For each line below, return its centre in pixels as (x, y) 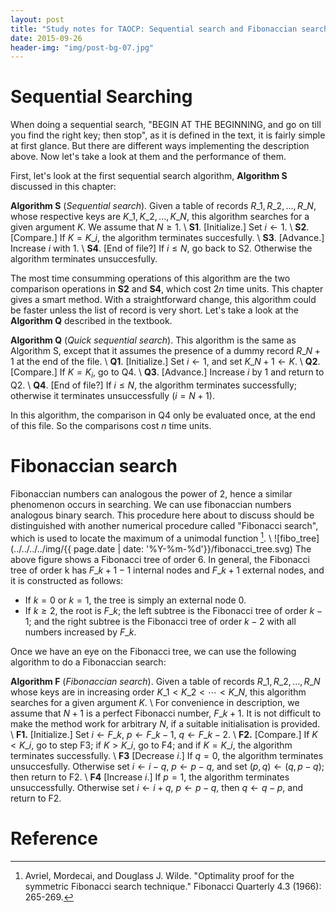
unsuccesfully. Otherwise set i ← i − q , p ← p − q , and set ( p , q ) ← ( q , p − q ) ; (167, 766)
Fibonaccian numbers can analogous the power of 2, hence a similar (151, 493)
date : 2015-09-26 (46, 38)
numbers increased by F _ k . (80, 632)
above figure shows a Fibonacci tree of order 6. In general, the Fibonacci (160, 559)
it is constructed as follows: (67, 580)
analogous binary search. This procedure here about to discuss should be (162, 515)
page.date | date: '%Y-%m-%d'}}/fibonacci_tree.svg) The (192, 548)
